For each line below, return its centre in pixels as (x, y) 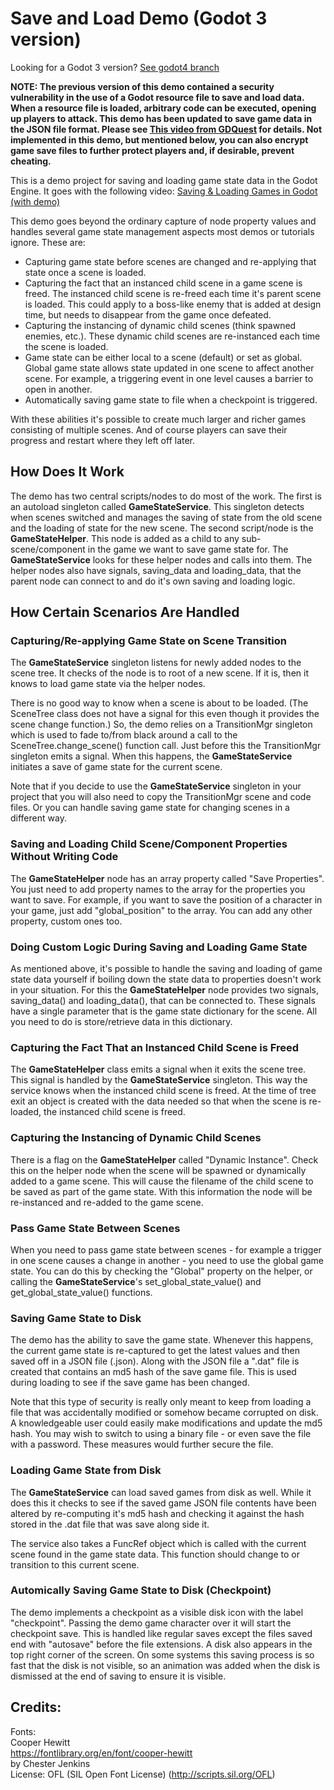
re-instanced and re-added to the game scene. (107, 1202)
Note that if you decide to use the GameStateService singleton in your (156, 786)
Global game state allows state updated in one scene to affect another (169, 368)
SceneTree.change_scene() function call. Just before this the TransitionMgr (166, 746)
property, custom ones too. (66, 921)
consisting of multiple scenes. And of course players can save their (149, 429)
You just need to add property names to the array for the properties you (158, 889)
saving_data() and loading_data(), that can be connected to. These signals (163, 1001)
